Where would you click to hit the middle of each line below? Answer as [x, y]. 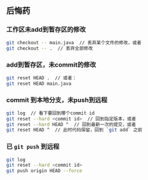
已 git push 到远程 [33, 147]
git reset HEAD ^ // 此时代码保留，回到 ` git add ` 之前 [74, 130]
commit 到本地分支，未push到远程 [57, 100]
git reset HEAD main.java [39, 84]
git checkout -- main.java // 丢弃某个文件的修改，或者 [74, 42]
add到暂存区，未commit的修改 [51, 65]
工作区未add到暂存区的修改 [46, 30]
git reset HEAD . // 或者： [42, 78]
